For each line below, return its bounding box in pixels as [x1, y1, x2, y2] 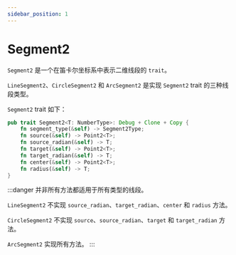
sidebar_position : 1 [7, 10, 69, 18]
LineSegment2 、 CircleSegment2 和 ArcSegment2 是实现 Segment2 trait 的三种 [7, 80, 222, 89]
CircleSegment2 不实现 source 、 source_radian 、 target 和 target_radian [7, 216, 218, 224]
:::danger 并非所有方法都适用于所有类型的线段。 [7, 186, 148, 194]
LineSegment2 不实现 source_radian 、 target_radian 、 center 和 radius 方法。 [7, 201, 232, 209]
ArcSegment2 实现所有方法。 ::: [7, 240, 95, 249]
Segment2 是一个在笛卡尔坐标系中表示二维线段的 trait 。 [7, 66, 171, 74]
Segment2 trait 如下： [7, 105, 67, 113]
